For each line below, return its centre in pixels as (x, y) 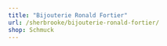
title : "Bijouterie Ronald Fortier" (68, 15)
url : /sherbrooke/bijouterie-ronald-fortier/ (83, 23)
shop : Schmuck (31, 30)
